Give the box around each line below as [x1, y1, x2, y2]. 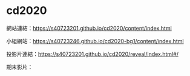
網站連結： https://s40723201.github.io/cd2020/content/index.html [6, 24, 172, 32]
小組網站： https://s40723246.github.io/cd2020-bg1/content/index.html [6, 37, 184, 44]
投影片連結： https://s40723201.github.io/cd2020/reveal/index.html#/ [6, 50, 179, 58]
